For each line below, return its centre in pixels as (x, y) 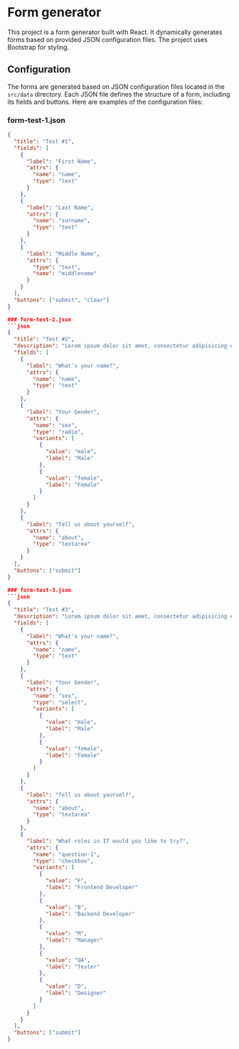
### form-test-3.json (39, 590)
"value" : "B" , (66, 907)
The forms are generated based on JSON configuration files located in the (116, 87)
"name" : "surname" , (62, 221)
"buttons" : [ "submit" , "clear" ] (62, 300)
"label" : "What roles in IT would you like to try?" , (108, 841)
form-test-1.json (36, 120)
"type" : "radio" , (58, 432)
